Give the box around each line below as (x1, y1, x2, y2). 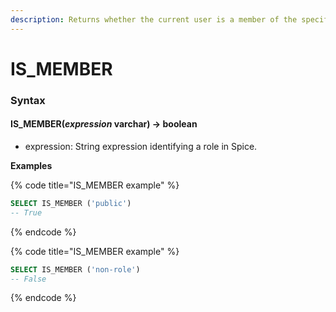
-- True (10, 207, 43, 218)
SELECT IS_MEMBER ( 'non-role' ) (10, 264, 141, 275)
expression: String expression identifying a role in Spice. (24, 140, 258, 152)
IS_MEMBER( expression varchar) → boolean (10, 118, 198, 130)
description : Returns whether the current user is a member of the (10, 14, 298, 25)
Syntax (10, 93, 46, 107)
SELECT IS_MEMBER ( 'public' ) (10, 198, 132, 208)
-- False (10, 274, 47, 284)
